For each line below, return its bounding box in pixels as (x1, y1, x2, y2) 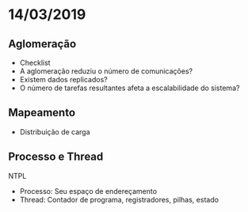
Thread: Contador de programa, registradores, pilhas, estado (19, 195, 219, 204)
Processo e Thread (8, 150, 104, 164)
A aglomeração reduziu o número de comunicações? (19, 66, 193, 76)
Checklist (19, 58, 51, 67)
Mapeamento (8, 106, 76, 119)
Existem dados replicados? (19, 75, 109, 84)
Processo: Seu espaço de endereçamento (19, 186, 157, 195)
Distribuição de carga (19, 127, 90, 136)
